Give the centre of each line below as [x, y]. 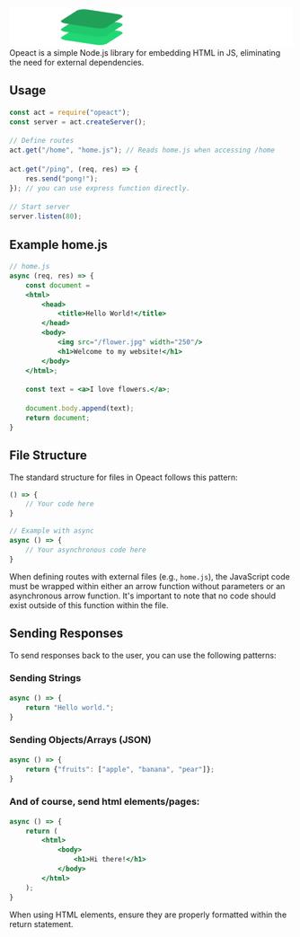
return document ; [58, 418]
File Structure [48, 456]
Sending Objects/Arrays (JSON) [80, 740]
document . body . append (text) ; [80, 409]
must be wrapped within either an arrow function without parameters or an [147, 586]
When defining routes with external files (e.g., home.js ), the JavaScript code [150, 576]
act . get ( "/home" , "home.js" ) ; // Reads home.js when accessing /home [142, 150]
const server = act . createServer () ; [78, 122]
